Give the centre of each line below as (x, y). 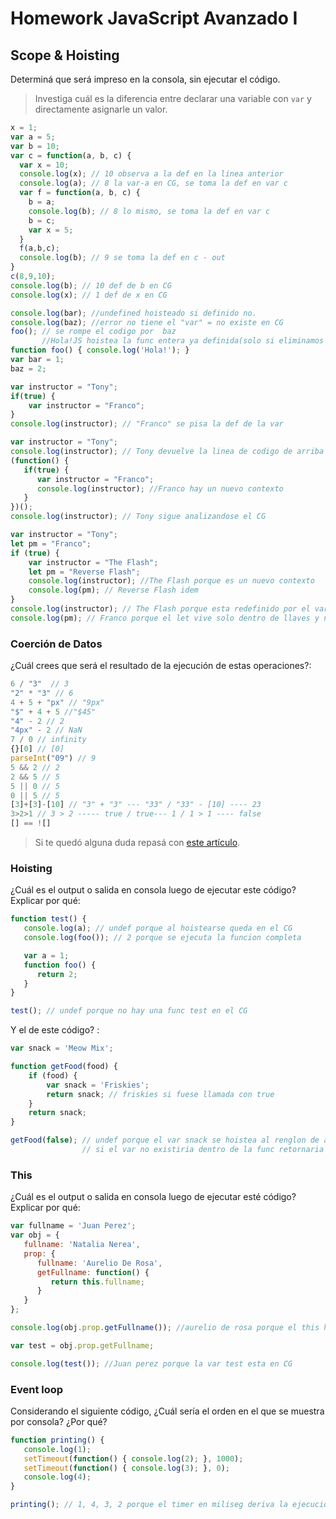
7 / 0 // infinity (48, 740)
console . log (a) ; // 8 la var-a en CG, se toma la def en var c (153, 183)
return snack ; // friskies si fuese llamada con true (160, 1094)
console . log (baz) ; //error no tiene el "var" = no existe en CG (147, 322)
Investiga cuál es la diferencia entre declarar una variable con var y (173, 98)
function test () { (48, 919)
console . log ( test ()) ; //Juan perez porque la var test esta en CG (151, 1363)
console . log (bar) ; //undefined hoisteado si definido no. (133, 313)
